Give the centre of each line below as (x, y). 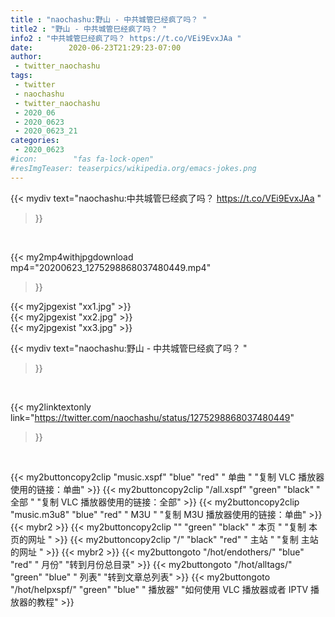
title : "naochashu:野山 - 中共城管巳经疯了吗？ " (109, 19)
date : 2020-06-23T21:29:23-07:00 (96, 47)
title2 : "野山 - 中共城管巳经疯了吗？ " (89, 29)
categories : (35, 141)
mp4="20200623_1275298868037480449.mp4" (111, 267)
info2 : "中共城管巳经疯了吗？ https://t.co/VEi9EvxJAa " (126, 38)
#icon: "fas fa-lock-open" (82, 159)
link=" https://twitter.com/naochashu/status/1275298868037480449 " (152, 417)
